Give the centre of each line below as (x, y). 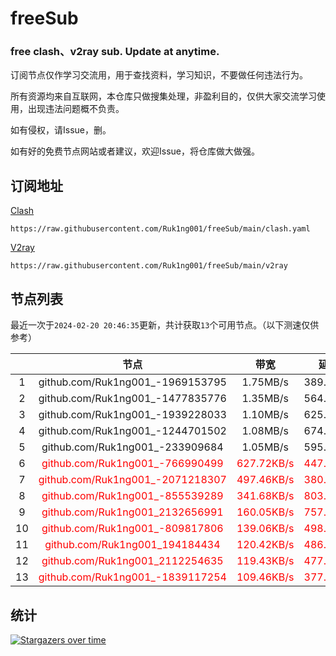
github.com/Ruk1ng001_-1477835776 (132, 399)
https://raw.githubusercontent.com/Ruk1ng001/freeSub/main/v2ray (149, 266)
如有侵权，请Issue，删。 (61, 130)
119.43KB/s (265, 561)
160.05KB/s (265, 512)
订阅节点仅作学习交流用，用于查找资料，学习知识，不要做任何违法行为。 (159, 75)
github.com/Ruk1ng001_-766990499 (132, 464)
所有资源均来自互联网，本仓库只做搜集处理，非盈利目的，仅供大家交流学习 (163, 96)
